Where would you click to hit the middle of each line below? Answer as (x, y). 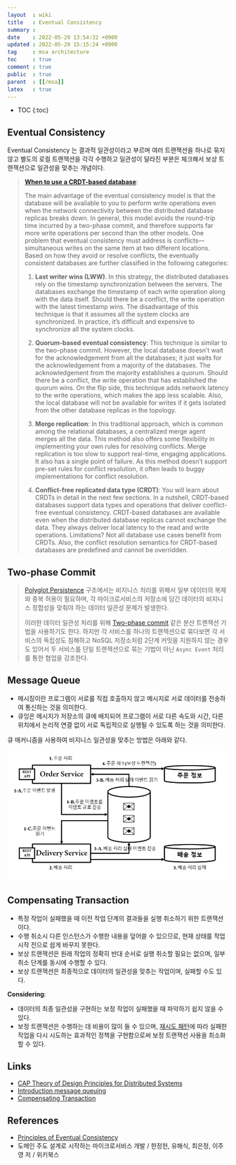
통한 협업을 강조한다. (60, 658)
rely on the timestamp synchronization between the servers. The (129, 284)
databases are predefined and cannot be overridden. (111, 550)
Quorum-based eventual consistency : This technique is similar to (131, 343)
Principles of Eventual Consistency (68, 1137)
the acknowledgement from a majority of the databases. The (123, 365)
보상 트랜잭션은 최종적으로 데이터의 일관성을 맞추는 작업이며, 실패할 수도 (116, 971)
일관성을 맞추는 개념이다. (71, 168)
